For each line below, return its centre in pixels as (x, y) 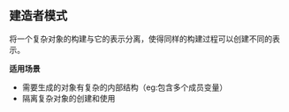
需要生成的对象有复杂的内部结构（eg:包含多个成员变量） (125, 87)
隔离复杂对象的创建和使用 (68, 98)
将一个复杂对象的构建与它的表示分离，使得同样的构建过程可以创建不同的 (141, 39)
